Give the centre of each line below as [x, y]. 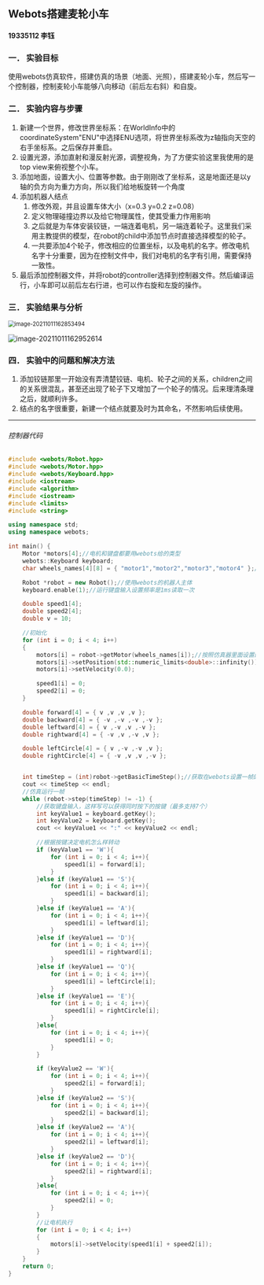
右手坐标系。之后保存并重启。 [68, 147]
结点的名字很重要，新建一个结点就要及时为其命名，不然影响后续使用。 [133, 408]
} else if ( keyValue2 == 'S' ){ [86, 1098]
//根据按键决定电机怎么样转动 [78, 843]
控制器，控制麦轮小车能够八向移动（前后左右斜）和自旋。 [108, 87]
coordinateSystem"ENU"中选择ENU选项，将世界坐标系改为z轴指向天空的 [137, 137]
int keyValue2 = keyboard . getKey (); [96, 821]
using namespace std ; [44, 525]
